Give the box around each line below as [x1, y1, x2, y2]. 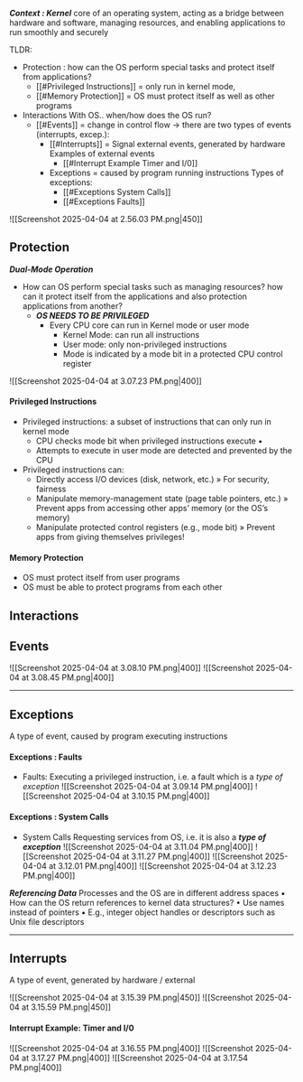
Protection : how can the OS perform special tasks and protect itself [22, 62, 275, 72]
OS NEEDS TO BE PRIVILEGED [35, 310, 150, 321]
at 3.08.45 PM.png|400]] [21, 672, 115, 683]
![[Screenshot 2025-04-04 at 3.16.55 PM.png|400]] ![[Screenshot [9, 1042, 254, 1053]
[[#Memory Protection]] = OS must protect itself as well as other [35, 90, 275, 101]
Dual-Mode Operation [9, 264, 94, 275]
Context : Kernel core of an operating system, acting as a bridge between [9, 8, 284, 18]
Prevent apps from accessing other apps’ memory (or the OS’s [35, 503, 269, 514]
